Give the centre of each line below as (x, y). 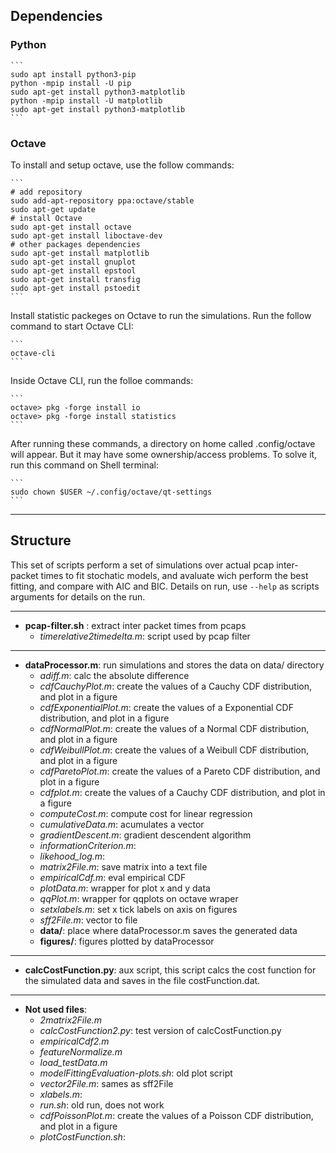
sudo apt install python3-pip (73, 74)
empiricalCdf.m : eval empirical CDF (113, 877)
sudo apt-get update (53, 209)
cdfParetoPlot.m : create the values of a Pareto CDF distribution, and (180, 771)
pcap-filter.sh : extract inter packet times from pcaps (135, 625)
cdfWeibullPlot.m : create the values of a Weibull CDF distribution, (174, 750)
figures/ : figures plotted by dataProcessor (127, 941)
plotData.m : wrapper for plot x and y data (125, 888)
